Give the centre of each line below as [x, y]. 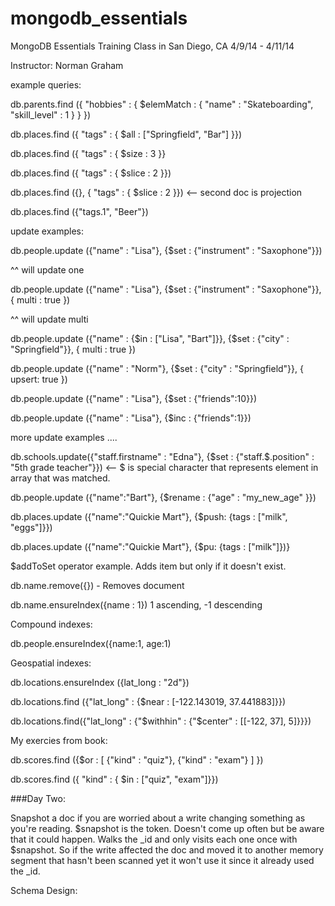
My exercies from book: [59, 740]
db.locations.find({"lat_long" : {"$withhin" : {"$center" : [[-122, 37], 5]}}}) [161, 721]
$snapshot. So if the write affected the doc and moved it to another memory [167, 849]
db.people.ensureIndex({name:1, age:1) [91, 643]
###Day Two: [38, 798]
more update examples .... [64, 437]
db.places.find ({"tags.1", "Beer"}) [79, 211]
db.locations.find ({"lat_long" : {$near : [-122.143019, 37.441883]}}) [148, 701]
